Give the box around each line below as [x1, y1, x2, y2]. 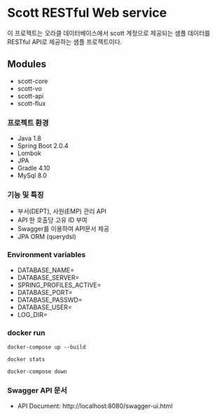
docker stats [7, 356, 45, 363]
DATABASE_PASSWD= [17, 295, 83, 304]
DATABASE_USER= [17, 302, 72, 312]
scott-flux [17, 99, 46, 108]
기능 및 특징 [7, 190, 44, 200]
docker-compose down [7, 368, 68, 375]
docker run [7, 328, 45, 337]
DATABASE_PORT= [17, 288, 73, 296]
